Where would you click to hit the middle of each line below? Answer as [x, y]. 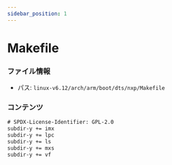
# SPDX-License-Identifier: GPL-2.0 [60, 123]
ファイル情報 [29, 71]
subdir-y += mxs [31, 148]
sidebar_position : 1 [37, 14]
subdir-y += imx [31, 129]
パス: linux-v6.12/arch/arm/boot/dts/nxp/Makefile [91, 88]
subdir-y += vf [29, 155]
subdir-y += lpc [31, 135]
